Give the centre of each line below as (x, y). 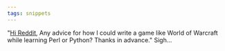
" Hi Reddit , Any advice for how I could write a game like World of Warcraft (112, 33)
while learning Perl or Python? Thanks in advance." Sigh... (90, 40)
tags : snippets (29, 13)
